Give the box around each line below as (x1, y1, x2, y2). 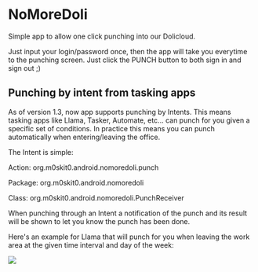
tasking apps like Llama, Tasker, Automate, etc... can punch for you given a (8, 116, 250, 125)
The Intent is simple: (8, 147, 74, 156)
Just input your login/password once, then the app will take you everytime (8, 46, 248, 56)
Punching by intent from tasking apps (8, 86, 196, 100)
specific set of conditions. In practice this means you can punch (8, 123, 216, 133)
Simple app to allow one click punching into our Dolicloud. (8, 31, 196, 41)
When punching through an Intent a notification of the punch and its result (8, 208, 248, 218)
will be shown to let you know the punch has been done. (8, 216, 191, 226)
